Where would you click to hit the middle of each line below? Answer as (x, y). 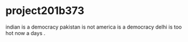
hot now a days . (25, 33)
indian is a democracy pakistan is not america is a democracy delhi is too (94, 27)
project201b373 (45, 11)
